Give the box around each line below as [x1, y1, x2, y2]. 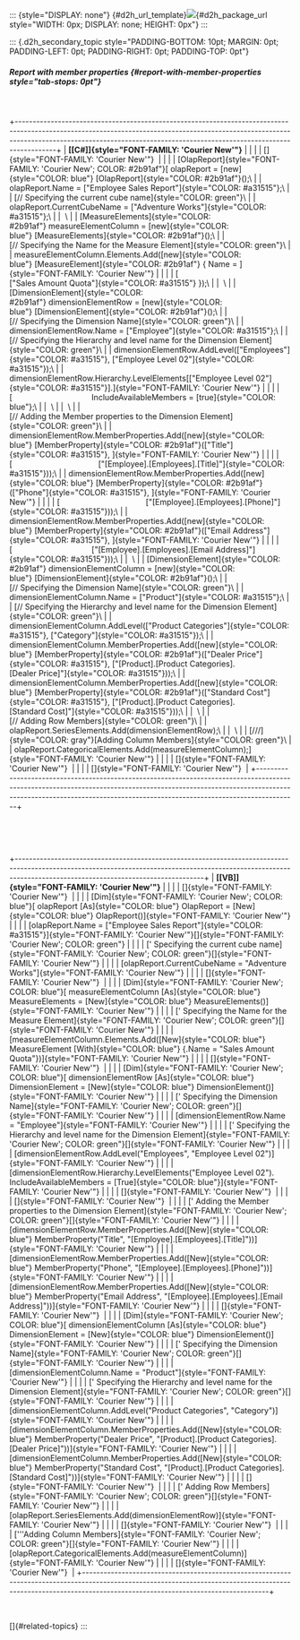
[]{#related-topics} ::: [9, 1620, 88, 1631]
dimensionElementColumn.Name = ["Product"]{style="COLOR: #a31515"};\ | [9, 591, 289, 602]
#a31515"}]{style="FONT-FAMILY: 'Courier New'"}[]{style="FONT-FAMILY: [9, 929, 285, 940]
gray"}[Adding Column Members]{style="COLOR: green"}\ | [70, 734, 292, 745]
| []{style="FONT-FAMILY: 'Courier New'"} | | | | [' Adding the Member [9, 1196, 270, 1206]
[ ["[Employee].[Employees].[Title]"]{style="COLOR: [9, 458, 285, 469]
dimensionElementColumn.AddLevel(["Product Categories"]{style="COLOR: [9, 620, 289, 631]
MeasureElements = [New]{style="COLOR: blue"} [9, 995, 193, 1007]
